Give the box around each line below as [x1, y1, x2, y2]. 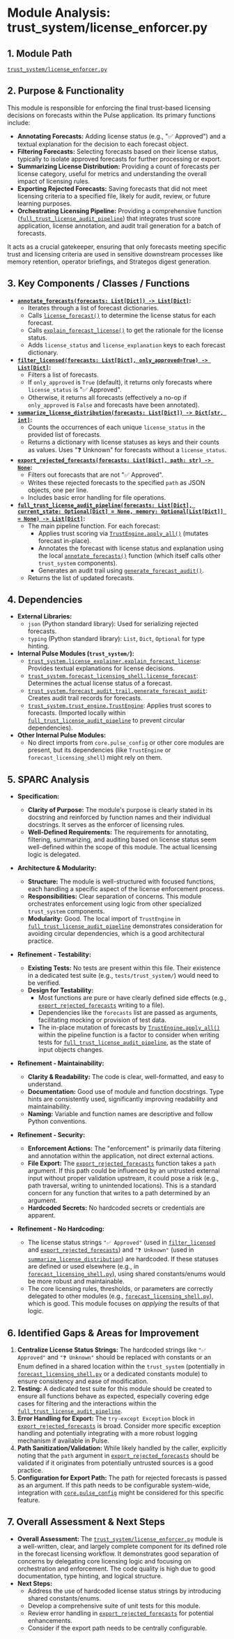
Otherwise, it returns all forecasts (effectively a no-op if [27, 393, 187, 401]
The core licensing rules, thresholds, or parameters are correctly [27, 1285, 214, 1293]
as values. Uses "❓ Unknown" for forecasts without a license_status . [27, 445, 227, 454]
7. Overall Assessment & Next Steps [7, 1516, 166, 1528]
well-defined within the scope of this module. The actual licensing [27, 843, 217, 851]
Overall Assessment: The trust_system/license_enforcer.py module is [17, 1534, 224, 1543]
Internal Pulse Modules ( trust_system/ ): [17, 649, 134, 658]
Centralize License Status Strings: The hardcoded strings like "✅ [17, 1345, 207, 1354]
